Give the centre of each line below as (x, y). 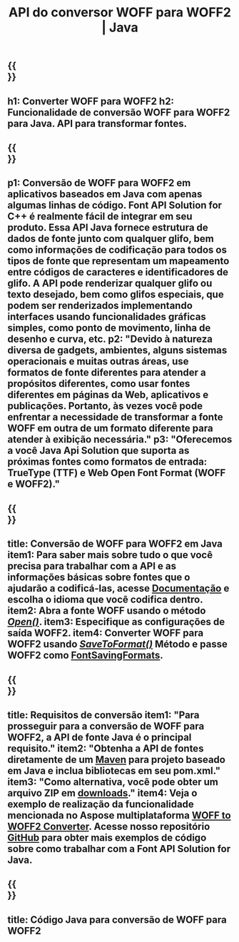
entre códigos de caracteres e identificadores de (118, 272)
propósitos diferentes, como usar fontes (99, 384)
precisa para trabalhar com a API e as (92, 566)
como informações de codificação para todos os (117, 250)
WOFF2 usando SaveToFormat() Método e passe (118, 644)
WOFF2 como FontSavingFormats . (86, 655)
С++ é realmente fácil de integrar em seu (100, 217)
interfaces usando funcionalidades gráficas (107, 317)
